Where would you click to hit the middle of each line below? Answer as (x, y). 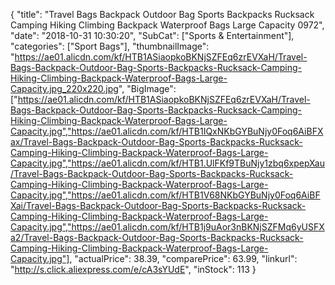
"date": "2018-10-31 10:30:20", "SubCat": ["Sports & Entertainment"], (152, 35)
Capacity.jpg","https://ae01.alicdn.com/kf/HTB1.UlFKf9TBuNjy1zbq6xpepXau (168, 163)
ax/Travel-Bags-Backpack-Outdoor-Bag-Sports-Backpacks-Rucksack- (156, 142)
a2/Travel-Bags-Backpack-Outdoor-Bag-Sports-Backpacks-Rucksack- (157, 237)
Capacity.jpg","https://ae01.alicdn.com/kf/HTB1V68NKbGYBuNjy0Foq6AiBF (165, 195)
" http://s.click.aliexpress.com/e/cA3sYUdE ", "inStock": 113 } (133, 269)
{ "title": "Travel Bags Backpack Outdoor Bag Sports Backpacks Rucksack (162, 14)
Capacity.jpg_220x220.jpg (64, 88)
